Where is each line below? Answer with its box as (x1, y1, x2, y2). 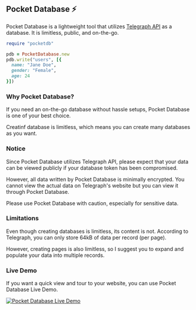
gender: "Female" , (11, 68, 57, 74)
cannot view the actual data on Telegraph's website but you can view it (6, 182, 178, 189)
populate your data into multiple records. (6, 252, 105, 259)
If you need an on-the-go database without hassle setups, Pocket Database (6, 106, 190, 113)
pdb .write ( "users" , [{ (6, 57, 62, 62)
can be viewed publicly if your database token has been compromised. (6, 164, 178, 172)
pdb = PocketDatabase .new (6, 51, 69, 57)
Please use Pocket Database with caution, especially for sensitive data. (6, 199, 178, 207)
